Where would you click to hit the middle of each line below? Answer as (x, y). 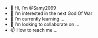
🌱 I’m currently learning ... (37, 19)
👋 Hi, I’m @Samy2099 (33, 8)
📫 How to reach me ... (34, 30)
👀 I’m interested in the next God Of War (51, 13)
